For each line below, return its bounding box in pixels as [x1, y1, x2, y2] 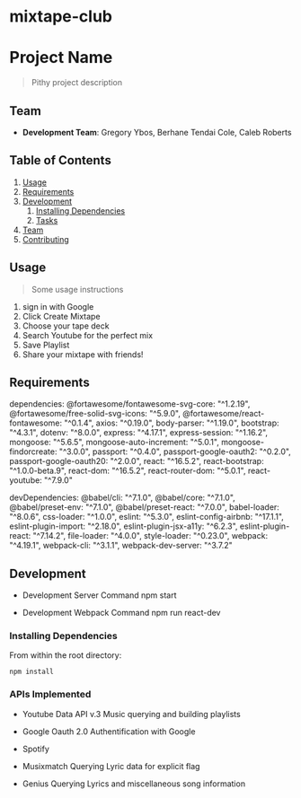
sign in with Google [22, 301, 94, 311]
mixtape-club [9, 6, 112, 27]
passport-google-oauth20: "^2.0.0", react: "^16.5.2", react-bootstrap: [9, 456, 264, 467]
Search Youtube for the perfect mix [22, 329, 154, 340]
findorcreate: [9, 446, 58, 457]
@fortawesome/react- [182, 408, 265, 419]
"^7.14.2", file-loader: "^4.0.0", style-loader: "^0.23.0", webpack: [32, 531, 268, 541]
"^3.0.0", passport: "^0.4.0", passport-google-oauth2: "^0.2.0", [58, 446, 292, 457]
